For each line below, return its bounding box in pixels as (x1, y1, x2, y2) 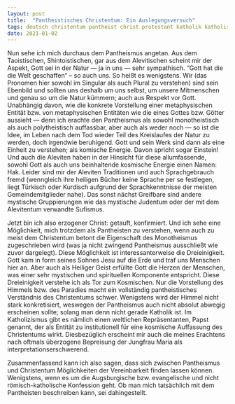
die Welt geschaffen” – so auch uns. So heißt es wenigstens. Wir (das (7, 71, 208, 80)
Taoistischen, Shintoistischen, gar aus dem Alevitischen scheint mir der (7, 57, 213, 65)
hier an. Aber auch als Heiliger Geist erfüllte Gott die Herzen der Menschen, (7, 263, 225, 272)
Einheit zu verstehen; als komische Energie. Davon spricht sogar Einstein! (7, 146, 219, 154)
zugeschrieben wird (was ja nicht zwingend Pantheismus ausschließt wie (7, 241, 218, 249)
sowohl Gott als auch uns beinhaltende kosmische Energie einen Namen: (7, 160, 218, 169)
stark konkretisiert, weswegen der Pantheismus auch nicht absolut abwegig (7, 300, 225, 309)
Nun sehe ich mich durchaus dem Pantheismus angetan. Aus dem (7, 49, 197, 57)
